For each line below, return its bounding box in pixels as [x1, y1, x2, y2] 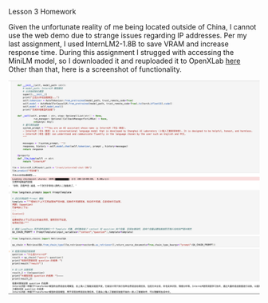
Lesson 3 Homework [8, 7, 77, 16]
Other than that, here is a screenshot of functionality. [8, 65, 182, 74]
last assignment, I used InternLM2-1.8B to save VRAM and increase [8, 39, 229, 49]
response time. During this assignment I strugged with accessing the [8, 48, 235, 57]
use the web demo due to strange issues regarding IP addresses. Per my [8, 31, 247, 40]
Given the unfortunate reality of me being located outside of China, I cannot [8, 22, 257, 31]
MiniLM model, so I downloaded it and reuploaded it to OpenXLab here [8, 56, 241, 65]
